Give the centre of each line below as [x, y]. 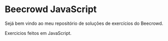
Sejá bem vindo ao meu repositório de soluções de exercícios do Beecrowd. [84, 23]
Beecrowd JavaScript [51, 9]
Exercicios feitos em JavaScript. [38, 33]
